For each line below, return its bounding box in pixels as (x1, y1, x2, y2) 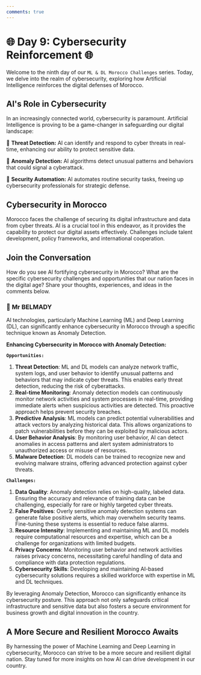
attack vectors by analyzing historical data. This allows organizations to (14, 421, 193, 428)
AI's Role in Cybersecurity (6, 99, 107, 109)
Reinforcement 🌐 (6, 48, 93, 62)
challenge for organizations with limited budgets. (14, 540, 137, 547)
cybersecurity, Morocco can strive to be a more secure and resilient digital (6, 649, 191, 656)
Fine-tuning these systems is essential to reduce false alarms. (14, 520, 169, 528)
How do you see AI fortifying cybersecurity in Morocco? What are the (6, 268, 179, 276)
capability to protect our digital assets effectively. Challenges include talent (6, 228, 193, 236)
